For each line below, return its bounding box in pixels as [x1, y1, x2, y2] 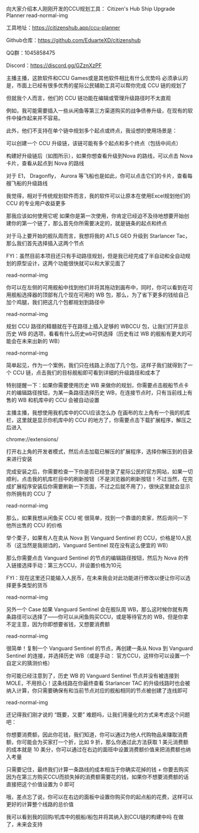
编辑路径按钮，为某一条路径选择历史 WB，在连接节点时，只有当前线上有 [16, 389, 192, 396]
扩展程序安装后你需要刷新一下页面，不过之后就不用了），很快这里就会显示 [11, 483, 191, 490]
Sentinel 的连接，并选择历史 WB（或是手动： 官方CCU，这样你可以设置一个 [6, 652, 191, 659]
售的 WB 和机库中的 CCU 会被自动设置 [6, 397, 99, 403]
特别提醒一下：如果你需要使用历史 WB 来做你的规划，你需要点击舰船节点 [6, 382, 184, 388]
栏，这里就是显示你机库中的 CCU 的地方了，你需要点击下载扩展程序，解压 [6, 417, 187, 423]
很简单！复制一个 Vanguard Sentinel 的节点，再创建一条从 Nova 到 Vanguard [6, 645, 193, 652]
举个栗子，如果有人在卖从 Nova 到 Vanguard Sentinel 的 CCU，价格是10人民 [6, 534, 191, 541]
